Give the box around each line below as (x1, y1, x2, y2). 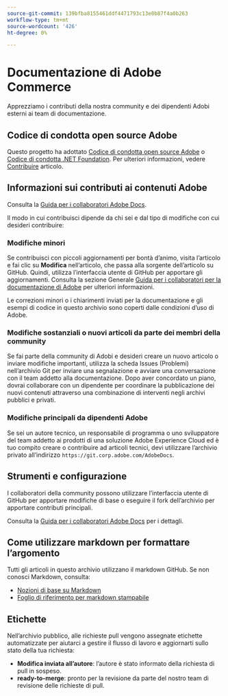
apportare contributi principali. (7, 503, 93, 512)
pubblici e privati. (7, 396, 56, 404)
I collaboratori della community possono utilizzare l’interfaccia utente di (7, 489, 209, 497)
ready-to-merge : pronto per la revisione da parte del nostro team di (16, 674, 209, 682)
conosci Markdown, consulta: (7, 573, 91, 581)
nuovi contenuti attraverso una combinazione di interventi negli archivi (7, 389, 205, 397)
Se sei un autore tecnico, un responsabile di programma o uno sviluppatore (7, 429, 219, 437)
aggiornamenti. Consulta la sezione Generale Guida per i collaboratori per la (7, 276, 221, 284)
